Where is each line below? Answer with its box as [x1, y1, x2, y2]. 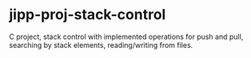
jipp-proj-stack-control [9, 6, 166, 24]
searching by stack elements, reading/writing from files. [9, 40, 193, 49]
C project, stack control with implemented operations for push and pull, [9, 32, 244, 41]
